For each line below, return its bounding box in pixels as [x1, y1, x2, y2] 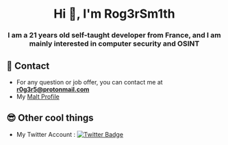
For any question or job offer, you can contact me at [16, 78, 163, 86]
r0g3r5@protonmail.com [16, 85, 90, 93]
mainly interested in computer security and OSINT [29, 39, 200, 48]
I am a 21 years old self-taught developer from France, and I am [7, 31, 222, 40]
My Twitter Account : [16, 130, 76, 138]
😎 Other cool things [6, 112, 94, 124]
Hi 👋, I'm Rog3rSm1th [53, 6, 175, 22]
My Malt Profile [16, 92, 60, 101]
